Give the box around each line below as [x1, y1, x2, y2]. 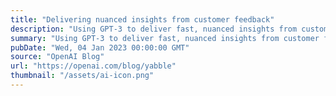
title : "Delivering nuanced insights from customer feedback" [10, 14, 275, 25]
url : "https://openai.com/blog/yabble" [10, 61, 177, 71]
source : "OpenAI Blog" [10, 52, 105, 62]
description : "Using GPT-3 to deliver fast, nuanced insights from [10, 24, 298, 34]
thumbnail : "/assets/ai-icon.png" [10, 71, 155, 81]
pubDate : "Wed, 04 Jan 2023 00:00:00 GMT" [10, 42, 190, 53]
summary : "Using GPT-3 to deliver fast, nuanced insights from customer [10, 33, 320, 43]
